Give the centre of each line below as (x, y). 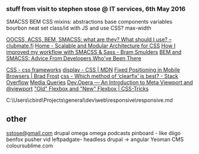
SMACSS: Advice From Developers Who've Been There (74, 59)
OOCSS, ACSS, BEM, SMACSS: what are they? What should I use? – (89, 40)
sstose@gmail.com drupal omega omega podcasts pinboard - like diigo (94, 133)
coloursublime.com (30, 146)
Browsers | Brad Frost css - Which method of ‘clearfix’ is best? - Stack (92, 76)
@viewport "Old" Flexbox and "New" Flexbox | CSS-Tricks (78, 89)
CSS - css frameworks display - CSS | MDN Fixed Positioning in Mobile (93, 70)
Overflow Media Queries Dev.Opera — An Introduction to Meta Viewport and (99, 82)
